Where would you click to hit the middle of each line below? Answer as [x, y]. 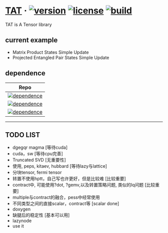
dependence [25, 73]
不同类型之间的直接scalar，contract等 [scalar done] [66, 204]
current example [31, 40]
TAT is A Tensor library [28, 24]
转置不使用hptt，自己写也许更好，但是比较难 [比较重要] [69, 179]
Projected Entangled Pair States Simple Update [61, 57]
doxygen [21, 209]
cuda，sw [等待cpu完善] [38, 154]
